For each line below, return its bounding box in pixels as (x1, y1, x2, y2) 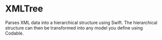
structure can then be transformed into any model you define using (5, 24, 143, 30)
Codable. (5, 30, 24, 36)
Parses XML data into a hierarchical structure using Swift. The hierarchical (5, 19, 158, 25)
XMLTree (5, 3, 43, 14)
